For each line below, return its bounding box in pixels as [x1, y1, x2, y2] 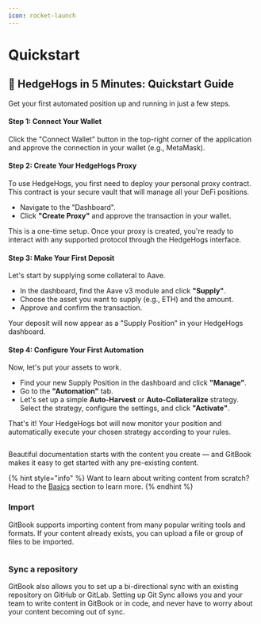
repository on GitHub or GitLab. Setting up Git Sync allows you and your [8, 590, 244, 600]
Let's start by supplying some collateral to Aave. [8, 271, 166, 281]
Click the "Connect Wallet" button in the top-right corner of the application [8, 134, 252, 144]
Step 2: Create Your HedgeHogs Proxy [8, 161, 137, 171]
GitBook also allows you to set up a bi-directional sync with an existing [8, 582, 239, 591]
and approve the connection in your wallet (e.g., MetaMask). [8, 142, 205, 152]
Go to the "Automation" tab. [19, 386, 113, 396]
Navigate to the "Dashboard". [19, 203, 117, 212]
